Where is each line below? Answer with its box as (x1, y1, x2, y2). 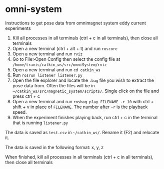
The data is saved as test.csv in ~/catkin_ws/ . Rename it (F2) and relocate (5, 129, 159, 135)
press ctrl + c (12, 93, 40, 99)
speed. (12, 109, 27, 115)
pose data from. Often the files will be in (12, 82, 95, 88)
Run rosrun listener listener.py (12, 72, 82, 78)
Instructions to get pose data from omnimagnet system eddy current (5, 20, 146, 26)
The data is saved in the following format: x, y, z (5, 144, 104, 150)
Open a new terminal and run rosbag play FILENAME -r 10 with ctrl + (12, 98, 154, 104)
